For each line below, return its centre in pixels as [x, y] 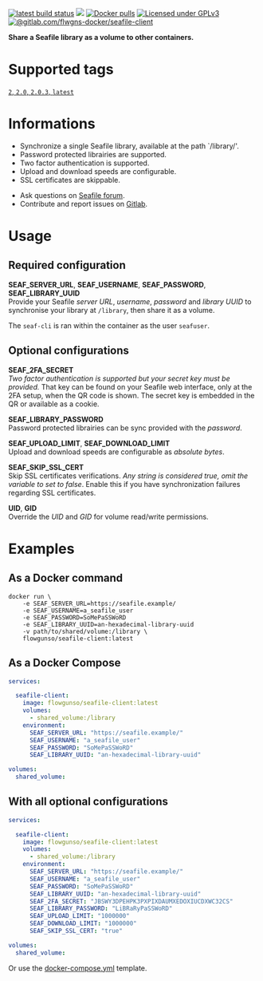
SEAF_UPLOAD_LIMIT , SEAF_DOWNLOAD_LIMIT [89, 443]
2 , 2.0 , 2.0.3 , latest [41, 91]
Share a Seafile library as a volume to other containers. [101, 37]
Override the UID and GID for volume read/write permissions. [108, 516]
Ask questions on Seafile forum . [72, 195]
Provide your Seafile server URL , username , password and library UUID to [130, 301]
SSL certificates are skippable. [70, 180]
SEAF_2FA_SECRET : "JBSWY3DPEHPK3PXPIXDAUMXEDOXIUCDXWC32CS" [131, 901]
